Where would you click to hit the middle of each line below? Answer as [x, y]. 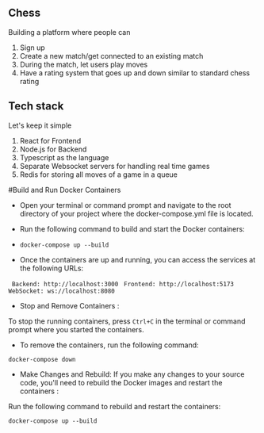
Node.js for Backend [53, 149]
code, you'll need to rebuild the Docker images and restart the [121, 382]
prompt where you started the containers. [76, 329]
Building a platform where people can [69, 32]
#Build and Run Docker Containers [65, 190]
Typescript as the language [64, 157]
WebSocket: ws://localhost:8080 [61, 291]
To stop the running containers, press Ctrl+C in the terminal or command [127, 321]
